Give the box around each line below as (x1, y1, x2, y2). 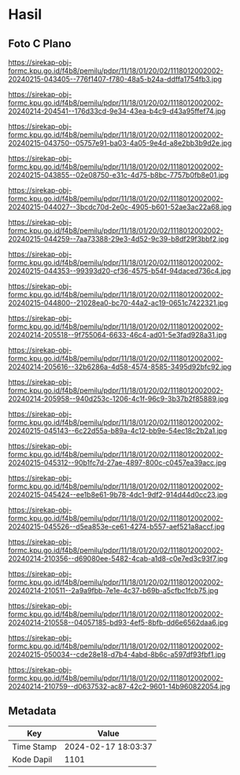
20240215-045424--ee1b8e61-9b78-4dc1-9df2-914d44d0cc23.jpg (8, 490, 228, 499)
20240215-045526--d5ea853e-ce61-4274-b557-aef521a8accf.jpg (8, 522, 226, 531)
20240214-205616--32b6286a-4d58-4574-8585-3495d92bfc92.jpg (8, 362, 232, 371)
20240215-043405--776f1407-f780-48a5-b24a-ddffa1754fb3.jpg (8, 75, 223, 83)
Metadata (8, 704, 57, 718)
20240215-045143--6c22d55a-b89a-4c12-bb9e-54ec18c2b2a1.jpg (8, 426, 227, 435)
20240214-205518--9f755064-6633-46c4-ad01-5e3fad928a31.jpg (8, 330, 227, 339)
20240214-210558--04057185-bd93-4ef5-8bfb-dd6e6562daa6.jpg (8, 618, 228, 627)
